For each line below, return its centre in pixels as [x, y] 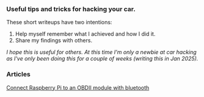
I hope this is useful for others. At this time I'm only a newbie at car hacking [101, 52]
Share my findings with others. [54, 41]
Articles [18, 75]
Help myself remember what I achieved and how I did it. [85, 34]
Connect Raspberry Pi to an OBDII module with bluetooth [78, 87]
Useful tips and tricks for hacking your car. [71, 9]
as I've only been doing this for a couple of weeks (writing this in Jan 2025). [102, 59]
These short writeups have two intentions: [59, 22]
